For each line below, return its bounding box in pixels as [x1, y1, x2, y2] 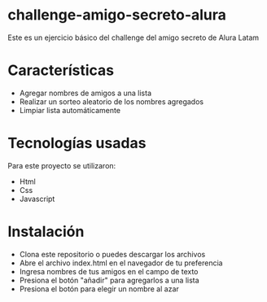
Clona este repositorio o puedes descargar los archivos [19, 249, 206, 259]
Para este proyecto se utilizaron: [7, 160, 116, 170]
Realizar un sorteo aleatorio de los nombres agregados [19, 96, 204, 107]
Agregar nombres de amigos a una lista [19, 88, 152, 98]
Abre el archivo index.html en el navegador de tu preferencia [19, 258, 223, 268]
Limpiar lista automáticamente [19, 105, 121, 115]
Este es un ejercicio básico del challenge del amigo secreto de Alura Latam [7, 33, 260, 42]
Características [7, 61, 115, 80]
